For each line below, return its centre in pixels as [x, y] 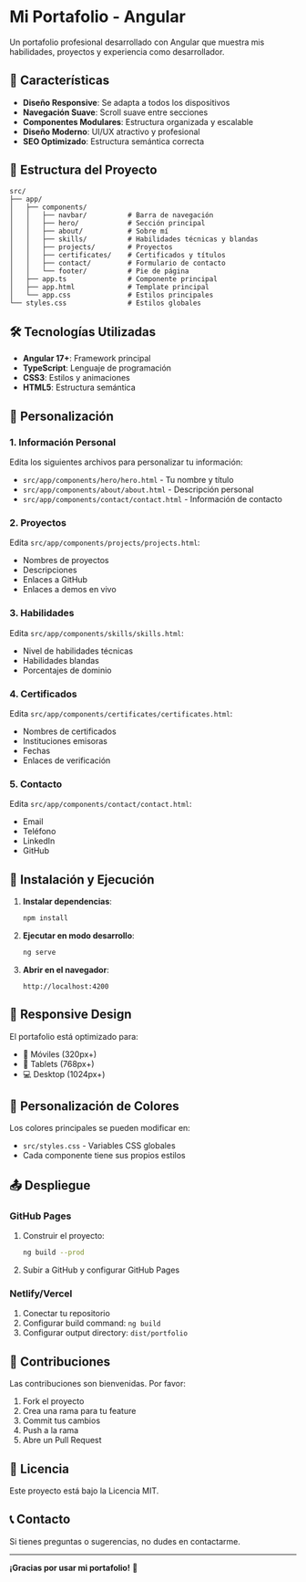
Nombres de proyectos [66, 561]
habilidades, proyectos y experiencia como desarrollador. [117, 51]
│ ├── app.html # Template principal [109, 287]
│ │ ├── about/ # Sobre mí [89, 231]
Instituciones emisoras [65, 740]
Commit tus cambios [61, 1420]
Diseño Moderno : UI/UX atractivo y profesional [111, 131]
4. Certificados [43, 694]
